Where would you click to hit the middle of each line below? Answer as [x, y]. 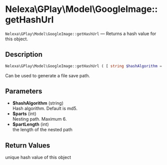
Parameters [24, 91]
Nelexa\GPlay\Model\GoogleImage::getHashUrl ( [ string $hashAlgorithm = [84, 66]
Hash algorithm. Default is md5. [45, 109]
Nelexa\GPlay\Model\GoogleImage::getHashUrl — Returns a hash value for [81, 33]
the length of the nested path [42, 130]
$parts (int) [24, 114]
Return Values [28, 145]
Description [24, 55]
